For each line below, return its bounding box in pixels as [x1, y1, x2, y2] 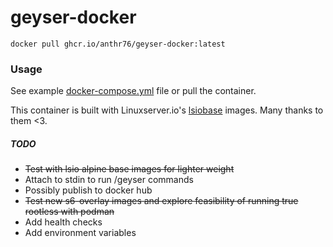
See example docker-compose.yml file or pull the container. [10, 85, 257, 97]
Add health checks [24, 216, 103, 228]
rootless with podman [24, 206, 115, 218]
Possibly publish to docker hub [24, 184, 153, 196]
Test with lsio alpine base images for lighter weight [24, 163, 235, 175]
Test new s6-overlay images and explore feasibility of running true [24, 195, 299, 207]
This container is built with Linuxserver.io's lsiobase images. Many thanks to [10, 104, 324, 116]
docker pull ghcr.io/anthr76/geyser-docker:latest [10, 39, 226, 49]
